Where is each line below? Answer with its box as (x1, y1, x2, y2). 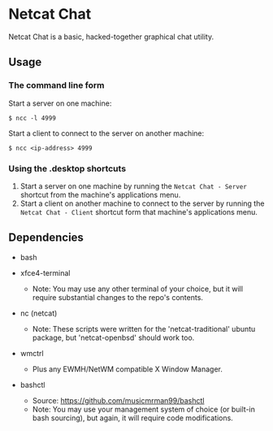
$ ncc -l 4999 (8, 114, 57, 122)
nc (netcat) (19, 308, 58, 318)
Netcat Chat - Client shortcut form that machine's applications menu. (19, 207, 258, 216)
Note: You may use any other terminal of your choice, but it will (32, 284, 244, 294)
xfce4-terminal (19, 268, 71, 277)
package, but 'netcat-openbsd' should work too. (32, 333, 195, 342)
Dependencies (8, 231, 84, 245)
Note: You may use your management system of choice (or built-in (32, 404, 256, 414)
